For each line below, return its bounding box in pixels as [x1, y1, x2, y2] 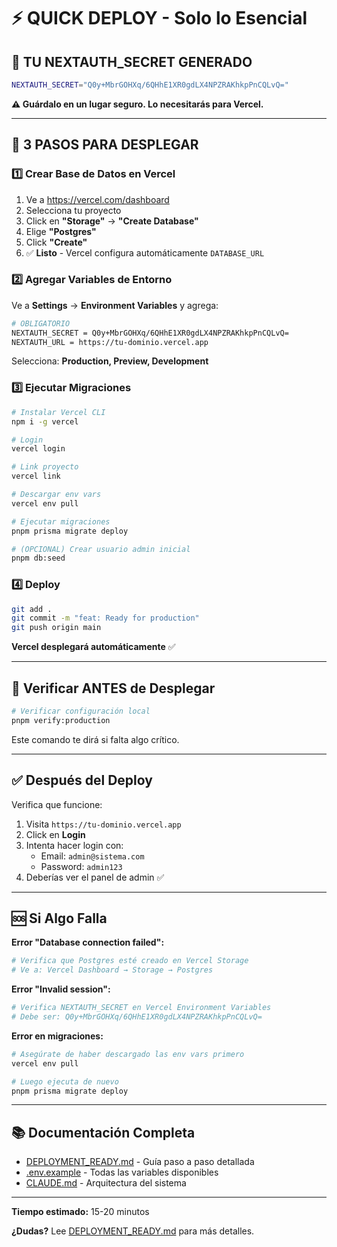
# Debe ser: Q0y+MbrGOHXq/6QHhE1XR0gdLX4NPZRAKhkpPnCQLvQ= [11, 1012, 263, 1022]
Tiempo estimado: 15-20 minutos [11, 1206, 150, 1218]
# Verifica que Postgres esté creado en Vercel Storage [11, 956, 249, 966]
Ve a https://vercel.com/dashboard [25, 193, 170, 205]
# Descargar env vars [11, 490, 102, 500]
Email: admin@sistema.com [40, 850, 145, 862]
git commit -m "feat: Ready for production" [11, 613, 200, 624]
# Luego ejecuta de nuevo [11, 1076, 119, 1087]
